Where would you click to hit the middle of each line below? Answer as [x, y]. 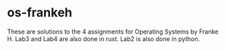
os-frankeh [40, 13]
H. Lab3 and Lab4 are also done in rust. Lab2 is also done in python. [104, 38]
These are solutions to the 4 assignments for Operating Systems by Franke [113, 32]
